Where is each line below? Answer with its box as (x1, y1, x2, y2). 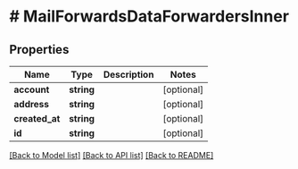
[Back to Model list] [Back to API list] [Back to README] (9, 150, 214, 160)
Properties (9, 42, 70, 57)
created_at (13, 113, 61, 124)
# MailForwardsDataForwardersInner (9, 6, 290, 27)
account (13, 83, 50, 96)
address (13, 98, 50, 110)
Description (103, 69, 154, 80)
